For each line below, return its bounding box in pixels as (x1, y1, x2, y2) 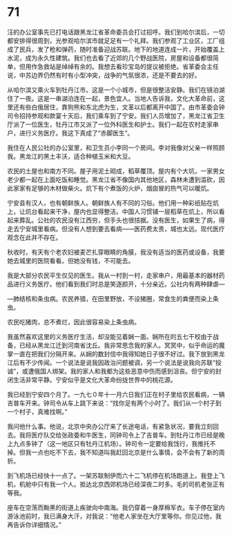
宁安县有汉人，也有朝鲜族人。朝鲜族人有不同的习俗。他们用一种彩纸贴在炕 (7, 198, 219, 207)
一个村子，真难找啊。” (7, 407, 68, 416)
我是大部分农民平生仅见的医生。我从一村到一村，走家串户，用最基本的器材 (7, 271, 219, 280)
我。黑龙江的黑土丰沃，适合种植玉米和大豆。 (7, 152, 135, 160)
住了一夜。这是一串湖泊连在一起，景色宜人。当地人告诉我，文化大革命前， (7, 94, 219, 102)
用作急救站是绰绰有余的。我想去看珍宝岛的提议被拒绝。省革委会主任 (25, 62, 219, 70)
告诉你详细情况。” (12, 521, 62, 529)
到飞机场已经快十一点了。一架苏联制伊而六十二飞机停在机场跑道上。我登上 (7, 471, 219, 480)
